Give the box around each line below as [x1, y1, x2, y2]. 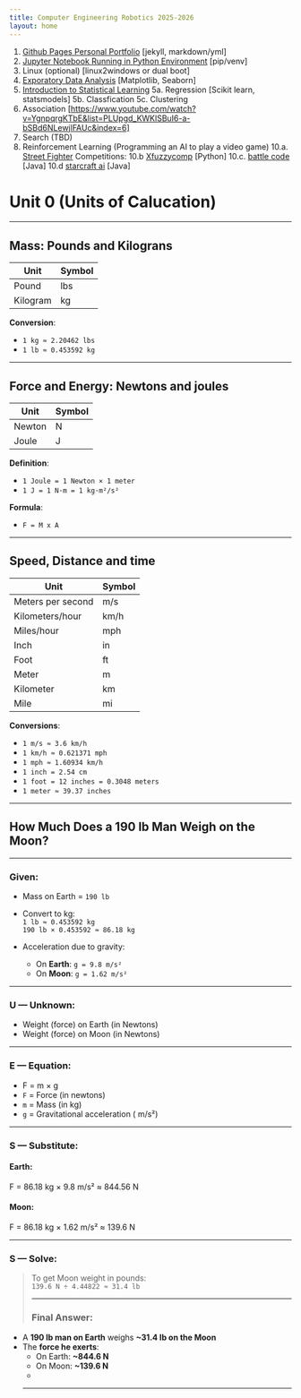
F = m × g [21, 1080, 59, 1091]
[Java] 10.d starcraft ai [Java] [21, 160, 131, 171]
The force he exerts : [21, 1341, 99, 1352]
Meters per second [13, 595, 94, 607]
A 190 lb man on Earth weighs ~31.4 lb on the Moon [21, 1332, 217, 1342]
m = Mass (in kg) [21, 1099, 82, 1110]
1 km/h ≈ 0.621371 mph [21, 749, 107, 758]
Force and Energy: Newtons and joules [9, 378, 229, 394]
